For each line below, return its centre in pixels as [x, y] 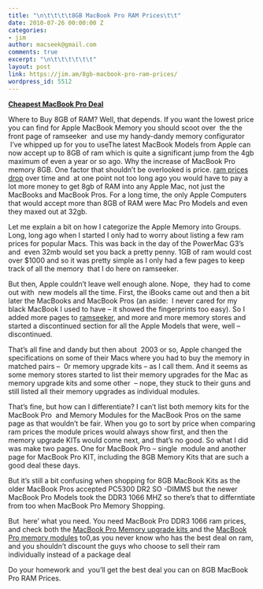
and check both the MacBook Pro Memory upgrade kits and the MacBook [128, 529]
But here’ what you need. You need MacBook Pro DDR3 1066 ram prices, [127, 520]
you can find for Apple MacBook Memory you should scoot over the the [125, 128]
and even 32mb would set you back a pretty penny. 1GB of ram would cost [130, 252]
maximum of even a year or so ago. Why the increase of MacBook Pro [122, 161]
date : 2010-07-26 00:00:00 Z [56, 23]
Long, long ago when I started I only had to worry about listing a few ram [126, 235]
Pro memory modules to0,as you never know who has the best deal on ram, [131, 538]
